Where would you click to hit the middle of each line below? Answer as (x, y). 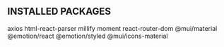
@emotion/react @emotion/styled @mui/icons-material (88, 36)
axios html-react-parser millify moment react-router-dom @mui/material (112, 28)
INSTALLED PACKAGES (59, 12)
